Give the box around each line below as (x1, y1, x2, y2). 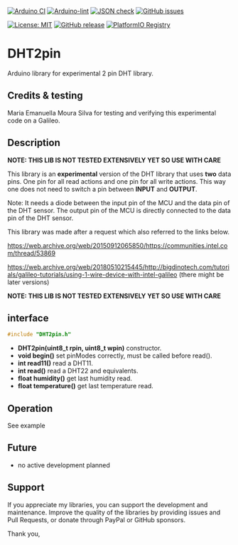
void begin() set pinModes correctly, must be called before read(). (17, 351, 212, 360)
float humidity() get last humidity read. (17, 374, 133, 383)
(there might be (178, 270, 225, 279)
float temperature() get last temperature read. (17, 382, 154, 390)
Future (7, 442, 38, 454)
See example (7, 421, 45, 430)
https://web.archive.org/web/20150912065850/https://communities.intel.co (7, 241, 228, 249)
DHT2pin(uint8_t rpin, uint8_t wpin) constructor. (17, 344, 162, 353)
